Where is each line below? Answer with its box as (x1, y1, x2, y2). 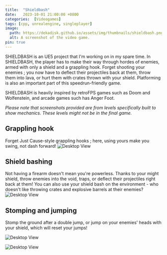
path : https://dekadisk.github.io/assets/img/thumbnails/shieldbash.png (9, 30, 164, 35)
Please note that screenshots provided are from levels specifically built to (5, 104, 156, 110)
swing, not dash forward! (5, 143, 56, 149)
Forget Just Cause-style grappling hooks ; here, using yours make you (5, 138, 150, 144)
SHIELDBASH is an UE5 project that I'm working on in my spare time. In (5, 53, 151, 59)
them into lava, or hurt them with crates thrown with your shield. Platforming (5, 74, 161, 80)
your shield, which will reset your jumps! (5, 225, 88, 231)
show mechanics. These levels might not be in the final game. (5, 110, 132, 116)
